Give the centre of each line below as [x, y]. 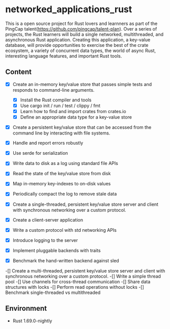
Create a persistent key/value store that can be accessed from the [82, 127]
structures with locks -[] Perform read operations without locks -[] [75, 287]
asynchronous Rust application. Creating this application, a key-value [78, 40]
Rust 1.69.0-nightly [32, 321]
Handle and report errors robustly [48, 143]
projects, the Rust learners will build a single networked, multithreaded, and [84, 34]
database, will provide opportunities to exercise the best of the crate [77, 45]
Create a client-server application [48, 220]
